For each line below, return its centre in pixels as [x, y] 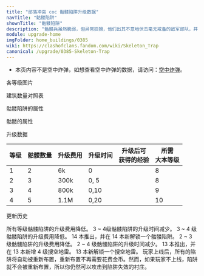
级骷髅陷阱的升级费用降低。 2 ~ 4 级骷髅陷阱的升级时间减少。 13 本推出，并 [101, 244]
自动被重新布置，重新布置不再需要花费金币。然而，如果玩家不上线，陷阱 [107, 259]
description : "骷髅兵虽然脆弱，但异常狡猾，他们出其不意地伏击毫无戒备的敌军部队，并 [102, 29]
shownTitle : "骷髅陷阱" [34, 23]
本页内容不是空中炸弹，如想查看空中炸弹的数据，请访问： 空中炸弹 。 [100, 69]
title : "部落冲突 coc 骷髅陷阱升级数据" [53, 12]
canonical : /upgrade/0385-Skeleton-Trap [58, 52]
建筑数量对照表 [25, 95]
